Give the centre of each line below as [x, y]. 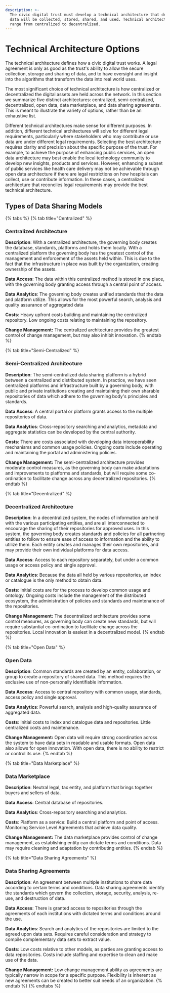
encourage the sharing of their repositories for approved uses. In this [77, 528]
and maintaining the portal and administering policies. [61, 452]
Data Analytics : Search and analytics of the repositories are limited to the [82, 928]
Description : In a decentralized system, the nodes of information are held [82, 517]
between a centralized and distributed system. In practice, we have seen [81, 380]
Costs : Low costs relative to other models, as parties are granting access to [84, 949]
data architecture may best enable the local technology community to [78, 158]
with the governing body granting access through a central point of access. [84, 284]
